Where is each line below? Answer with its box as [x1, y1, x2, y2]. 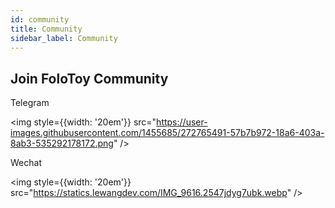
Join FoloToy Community [10, 70, 169, 87]
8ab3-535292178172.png [10, 137, 114, 150]
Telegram [10, 97, 50, 109]
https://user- [156, 116, 208, 128]
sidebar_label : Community [10, 33, 118, 43]
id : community [10, 14, 70, 25]
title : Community [10, 24, 83, 34]
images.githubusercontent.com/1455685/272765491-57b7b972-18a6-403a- [10, 127, 325, 139]
